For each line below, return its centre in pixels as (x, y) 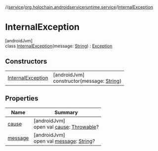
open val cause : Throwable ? (66, 127)
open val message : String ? (64, 141)
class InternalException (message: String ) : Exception (59, 46)
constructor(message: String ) (87, 81)
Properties (22, 98)
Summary (66, 112)
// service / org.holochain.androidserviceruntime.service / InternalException (79, 7)
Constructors (26, 61)
